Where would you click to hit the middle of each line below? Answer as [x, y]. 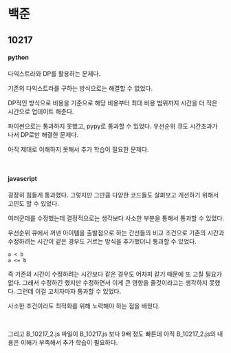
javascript [22, 179]
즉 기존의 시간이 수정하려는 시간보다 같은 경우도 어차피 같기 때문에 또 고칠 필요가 [115, 274]
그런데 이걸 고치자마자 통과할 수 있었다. [69, 291]
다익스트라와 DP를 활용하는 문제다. [54, 74]
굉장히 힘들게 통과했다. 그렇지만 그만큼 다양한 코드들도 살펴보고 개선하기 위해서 [113, 195]
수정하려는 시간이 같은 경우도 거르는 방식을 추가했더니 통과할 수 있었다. [102, 241]
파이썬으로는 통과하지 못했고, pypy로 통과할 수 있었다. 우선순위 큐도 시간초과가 [113, 126]
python [19, 57]
